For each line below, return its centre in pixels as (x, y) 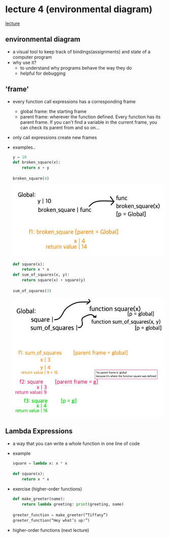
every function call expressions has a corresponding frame (74, 101)
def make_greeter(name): (39, 499)
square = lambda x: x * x (40, 463)
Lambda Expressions (39, 431)
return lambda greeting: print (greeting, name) (73, 504)
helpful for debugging (43, 73)
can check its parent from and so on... (60, 128)
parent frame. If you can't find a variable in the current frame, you (89, 122)
